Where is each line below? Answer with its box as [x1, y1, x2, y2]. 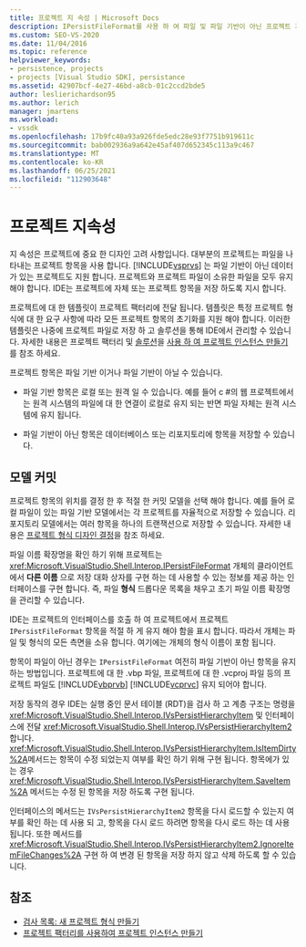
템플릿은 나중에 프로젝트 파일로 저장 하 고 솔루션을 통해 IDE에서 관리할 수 [9, 325, 267, 336]
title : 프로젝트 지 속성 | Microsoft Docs [9, 13, 159, 23]
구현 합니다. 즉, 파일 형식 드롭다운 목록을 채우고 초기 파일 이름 [48, 583, 267, 594]
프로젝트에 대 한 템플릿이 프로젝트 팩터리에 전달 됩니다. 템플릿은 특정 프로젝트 [9, 302, 284, 313]
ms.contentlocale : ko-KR [9, 157, 104, 167]
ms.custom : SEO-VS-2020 [9, 30, 100, 39]
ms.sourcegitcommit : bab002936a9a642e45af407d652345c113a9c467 [9, 140, 255, 150]
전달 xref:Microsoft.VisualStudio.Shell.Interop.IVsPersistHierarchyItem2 [25, 722, 292, 732]
